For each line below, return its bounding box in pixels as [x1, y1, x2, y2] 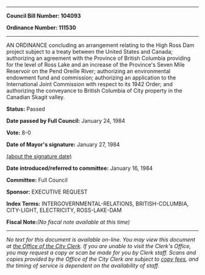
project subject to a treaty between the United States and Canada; [6, 48, 173, 55]
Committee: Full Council [6, 177, 68, 183]
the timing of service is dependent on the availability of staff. [6, 262, 160, 269]
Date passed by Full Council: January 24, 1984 [6, 117, 126, 124]
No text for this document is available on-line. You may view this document [6, 236, 195, 243]
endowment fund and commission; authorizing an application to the [6, 74, 176, 81]
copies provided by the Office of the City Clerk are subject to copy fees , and [6, 255, 199, 263]
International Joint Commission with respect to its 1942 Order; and [6, 81, 173, 87]
